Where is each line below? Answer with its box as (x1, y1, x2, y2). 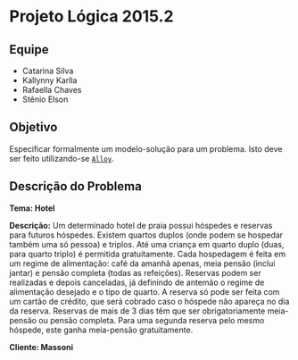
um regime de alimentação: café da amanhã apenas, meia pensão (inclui (9, 257, 276, 269)
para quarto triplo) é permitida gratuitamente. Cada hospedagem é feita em (9, 248, 286, 259)
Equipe (9, 42, 49, 57)
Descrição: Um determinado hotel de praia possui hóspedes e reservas (9, 220, 273, 230)
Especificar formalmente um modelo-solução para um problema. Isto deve (9, 143, 283, 154)
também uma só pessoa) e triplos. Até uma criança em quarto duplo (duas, (9, 239, 285, 249)
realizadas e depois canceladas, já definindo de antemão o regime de (9, 277, 265, 288)
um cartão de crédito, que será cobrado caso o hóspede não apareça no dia (9, 296, 290, 306)
